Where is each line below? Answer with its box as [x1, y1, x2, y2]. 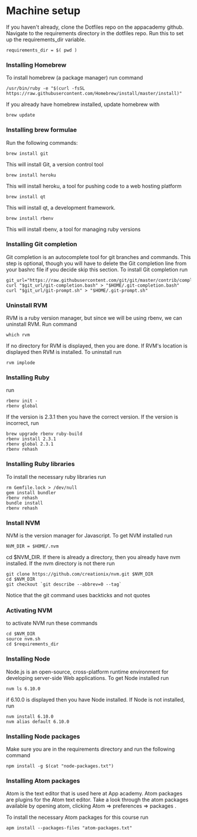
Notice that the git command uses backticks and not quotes [6, 592, 151, 599]
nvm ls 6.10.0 [6, 686, 41, 692]
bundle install [6, 500, 43, 506]
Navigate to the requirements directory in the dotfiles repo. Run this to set [6, 29, 184, 36]
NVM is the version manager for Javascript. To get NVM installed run [6, 532, 173, 539]
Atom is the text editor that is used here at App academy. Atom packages [6, 790, 183, 797]
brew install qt [6, 193, 46, 200]
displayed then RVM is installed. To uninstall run [6, 349, 122, 356]
